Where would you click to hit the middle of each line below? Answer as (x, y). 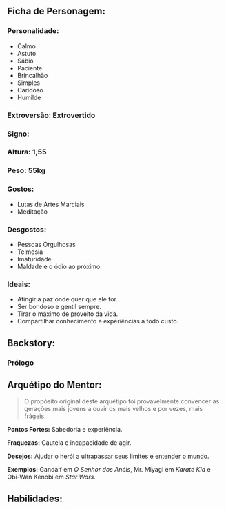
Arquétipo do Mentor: (54, 385)
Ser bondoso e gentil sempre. (59, 307)
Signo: (18, 134)
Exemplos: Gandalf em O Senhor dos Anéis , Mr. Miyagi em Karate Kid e (109, 470)
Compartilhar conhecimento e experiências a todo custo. (98, 321)
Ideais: (19, 284)
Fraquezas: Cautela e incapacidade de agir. (69, 443)
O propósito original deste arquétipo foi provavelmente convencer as (122, 401)
